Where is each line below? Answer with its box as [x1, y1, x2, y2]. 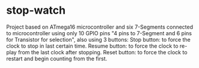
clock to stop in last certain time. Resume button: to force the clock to [6, 42, 179, 50]
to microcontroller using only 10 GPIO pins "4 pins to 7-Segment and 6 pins [6, 29, 192, 36]
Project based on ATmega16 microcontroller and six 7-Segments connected [6, 23, 194, 30]
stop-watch [6, 4, 66, 17]
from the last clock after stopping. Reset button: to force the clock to [17, 48, 188, 55]
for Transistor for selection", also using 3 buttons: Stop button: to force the [6, 36, 191, 43]
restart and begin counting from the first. [6, 55, 107, 62]
